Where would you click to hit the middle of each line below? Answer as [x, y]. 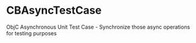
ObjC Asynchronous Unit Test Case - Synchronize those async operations [98, 27]
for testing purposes [32, 33]
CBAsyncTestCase [54, 10]
